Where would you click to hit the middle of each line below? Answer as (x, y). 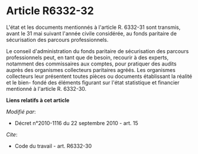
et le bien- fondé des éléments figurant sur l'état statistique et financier (93, 82)
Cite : (12, 135)
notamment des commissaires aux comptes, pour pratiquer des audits (91, 64)
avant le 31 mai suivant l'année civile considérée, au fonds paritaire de (92, 33)
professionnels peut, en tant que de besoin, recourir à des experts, (87, 57)
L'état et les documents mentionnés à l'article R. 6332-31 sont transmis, (93, 27)
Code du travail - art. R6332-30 (53, 146)
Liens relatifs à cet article (38, 100)
